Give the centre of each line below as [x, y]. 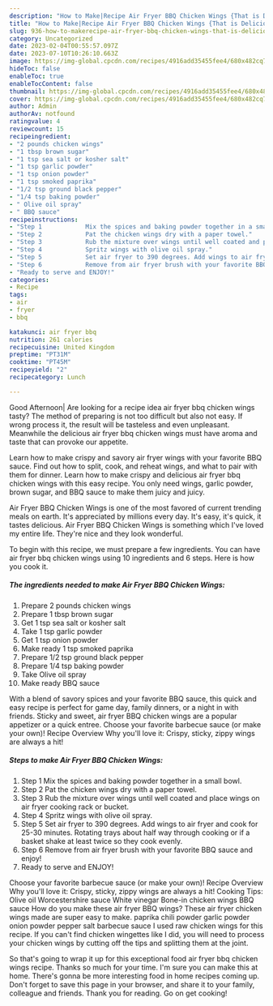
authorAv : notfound [42, 114]
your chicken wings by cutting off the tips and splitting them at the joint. [129, 943]
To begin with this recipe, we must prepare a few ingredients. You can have [135, 549]
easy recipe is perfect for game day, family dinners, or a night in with [124, 707]
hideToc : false [35, 69]
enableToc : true [36, 76]
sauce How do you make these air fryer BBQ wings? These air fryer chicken [136, 908]
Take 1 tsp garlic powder [62, 631]
